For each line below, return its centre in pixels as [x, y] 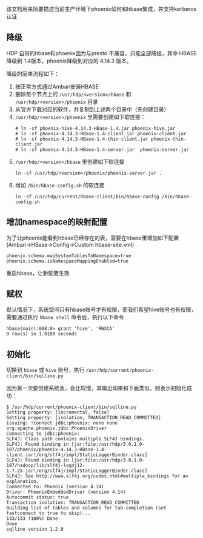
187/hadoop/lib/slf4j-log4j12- [46, 466]
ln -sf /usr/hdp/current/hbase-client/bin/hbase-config [87, 197]
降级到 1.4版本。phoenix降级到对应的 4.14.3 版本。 [69, 61]
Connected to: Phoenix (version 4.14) [55, 487]
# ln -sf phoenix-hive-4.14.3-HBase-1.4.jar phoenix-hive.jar [95, 128]
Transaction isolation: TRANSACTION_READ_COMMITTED [73, 503]
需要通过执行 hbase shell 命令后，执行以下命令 [65, 317]
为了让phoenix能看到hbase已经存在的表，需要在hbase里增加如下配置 [93, 238]
